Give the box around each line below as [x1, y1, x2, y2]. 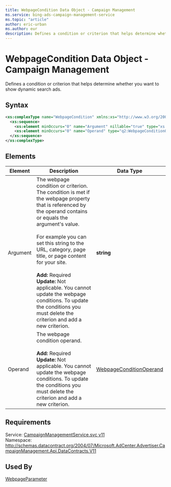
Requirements [5, 418, 51, 427]
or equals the [36, 214, 68, 221]
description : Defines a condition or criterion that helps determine [5, 31, 156, 36]
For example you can [36, 233, 87, 240]
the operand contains [36, 207, 88, 214]
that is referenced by [36, 201, 87, 208]
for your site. [36, 258, 67, 265]
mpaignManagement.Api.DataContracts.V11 [5, 448, 97, 454]
